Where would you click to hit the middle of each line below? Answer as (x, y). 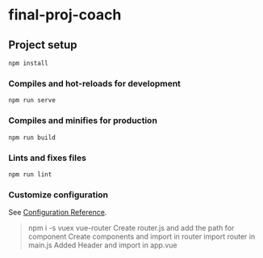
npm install (28, 63)
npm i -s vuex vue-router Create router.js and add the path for (131, 228)
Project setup (43, 45)
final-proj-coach (65, 15)
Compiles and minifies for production (83, 121)
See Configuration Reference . (58, 213)
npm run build (32, 137)
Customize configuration (58, 194)
